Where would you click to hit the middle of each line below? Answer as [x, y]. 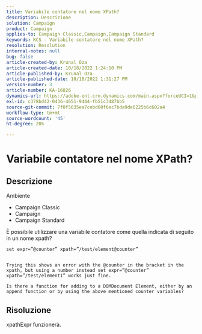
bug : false [20, 57]
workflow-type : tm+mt [33, 113]
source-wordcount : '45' [36, 118]
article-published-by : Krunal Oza [50, 74]
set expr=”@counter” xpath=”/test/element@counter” [72, 250]
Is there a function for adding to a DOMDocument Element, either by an [99, 286]
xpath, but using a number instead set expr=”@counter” [78, 271]
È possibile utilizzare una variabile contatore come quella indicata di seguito [100, 232]
